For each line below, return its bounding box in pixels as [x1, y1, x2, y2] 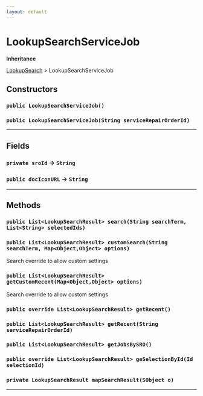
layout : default [6, 8, 47, 15]
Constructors [6, 84, 58, 94]
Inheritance [6, 55, 36, 62]
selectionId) [6, 362, 45, 369]
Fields [6, 140, 30, 151]
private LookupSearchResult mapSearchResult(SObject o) [6, 377, 174, 384]
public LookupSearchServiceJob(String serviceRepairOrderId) [6, 117, 190, 124]
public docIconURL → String [6, 175, 88, 183]
